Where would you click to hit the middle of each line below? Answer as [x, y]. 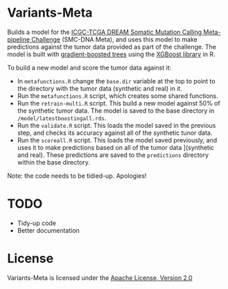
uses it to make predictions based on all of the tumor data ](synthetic [116, 147]
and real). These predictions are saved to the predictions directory [113, 155]
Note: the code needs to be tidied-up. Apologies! [77, 176]
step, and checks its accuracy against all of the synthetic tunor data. [115, 133]
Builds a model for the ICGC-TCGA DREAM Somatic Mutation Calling [105, 32]
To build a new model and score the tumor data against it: [89, 67]
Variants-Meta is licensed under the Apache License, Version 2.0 [100, 278]
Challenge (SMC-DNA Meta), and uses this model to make [114, 39]
